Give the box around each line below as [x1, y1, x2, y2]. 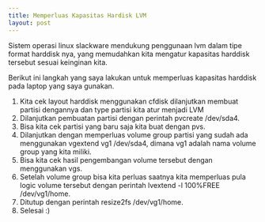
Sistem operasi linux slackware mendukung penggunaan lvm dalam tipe [8, 40, 243, 50]
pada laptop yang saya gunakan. [8, 81, 115, 91]
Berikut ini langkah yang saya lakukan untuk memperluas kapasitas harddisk [8, 73, 257, 82]
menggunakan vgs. [19, 164, 83, 173]
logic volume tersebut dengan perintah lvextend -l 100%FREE [19, 180, 220, 190]
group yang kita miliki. [19, 147, 93, 156]
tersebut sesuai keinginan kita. [8, 57, 108, 67]
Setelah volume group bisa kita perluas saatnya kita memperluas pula [19, 171, 247, 182]
